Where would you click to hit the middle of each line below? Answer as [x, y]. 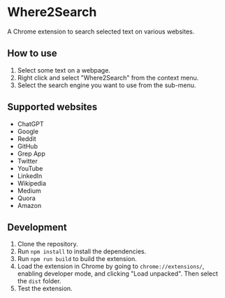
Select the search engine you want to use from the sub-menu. [107, 85]
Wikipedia [32, 183]
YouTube [30, 168]
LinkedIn [30, 176]
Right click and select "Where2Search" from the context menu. [108, 77]
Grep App [31, 154]
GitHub [28, 146]
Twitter [28, 161]
